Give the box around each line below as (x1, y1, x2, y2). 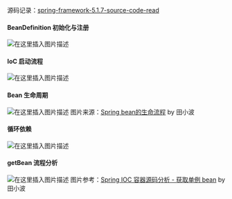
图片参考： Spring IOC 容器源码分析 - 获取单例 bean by (70, 175, 226, 184)
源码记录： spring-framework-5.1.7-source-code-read (7, 6, 159, 14)
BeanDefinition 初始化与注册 (7, 23, 89, 31)
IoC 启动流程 (7, 57, 44, 65)
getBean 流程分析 (7, 159, 58, 167)
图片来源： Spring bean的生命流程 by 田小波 (70, 107, 195, 116)
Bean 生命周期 (7, 91, 48, 99)
